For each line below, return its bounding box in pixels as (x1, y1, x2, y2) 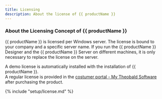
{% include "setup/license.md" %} (5, 88, 74, 94)
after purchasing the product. (5, 79, 64, 85)
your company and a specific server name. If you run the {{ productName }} (5, 44, 156, 49)
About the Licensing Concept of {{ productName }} (5, 28, 127, 34)
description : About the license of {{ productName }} (5, 12, 116, 16)
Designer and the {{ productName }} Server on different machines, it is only (5, 49, 156, 55)
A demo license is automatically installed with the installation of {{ (5, 64, 136, 69)
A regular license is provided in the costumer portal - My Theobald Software (5, 74, 157, 80)
